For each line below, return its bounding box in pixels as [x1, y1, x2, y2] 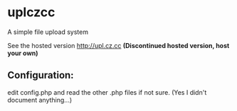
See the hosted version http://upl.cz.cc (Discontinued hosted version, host [7, 41, 230, 49]
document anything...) [7, 95, 73, 104]
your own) [7, 49, 38, 57]
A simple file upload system [7, 28, 89, 36]
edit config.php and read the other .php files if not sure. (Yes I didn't [7, 88, 207, 96]
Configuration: [7, 69, 74, 81]
